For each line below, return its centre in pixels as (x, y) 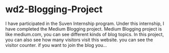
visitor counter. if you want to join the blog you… (56, 45)
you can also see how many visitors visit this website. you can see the (79, 40)
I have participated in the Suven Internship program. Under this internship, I (85, 23)
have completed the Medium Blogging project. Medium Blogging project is (84, 29)
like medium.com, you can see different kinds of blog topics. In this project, (84, 34)
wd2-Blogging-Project (54, 9)
